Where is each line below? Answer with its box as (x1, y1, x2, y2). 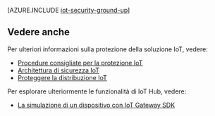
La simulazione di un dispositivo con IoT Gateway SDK (17, 101, 176, 109)
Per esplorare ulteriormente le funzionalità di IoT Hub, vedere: (7, 87, 187, 96)
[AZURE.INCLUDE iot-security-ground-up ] (7, 6, 130, 14)
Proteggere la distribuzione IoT (17, 73, 108, 82)
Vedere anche (7, 26, 70, 38)
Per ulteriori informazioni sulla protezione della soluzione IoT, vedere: (7, 45, 208, 53)
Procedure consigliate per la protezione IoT (17, 58, 143, 67)
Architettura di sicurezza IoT (17, 66, 100, 75)
